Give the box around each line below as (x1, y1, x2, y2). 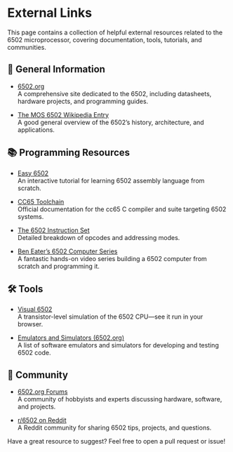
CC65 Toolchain (17, 197, 65, 206)
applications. (17, 125, 55, 134)
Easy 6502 (17, 168, 49, 177)
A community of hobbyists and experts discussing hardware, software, (17, 395, 222, 404)
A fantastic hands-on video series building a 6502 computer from (17, 254, 207, 262)
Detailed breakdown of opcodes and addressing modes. (17, 233, 180, 241)
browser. (17, 320, 44, 328)
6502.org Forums (17, 387, 68, 396)
